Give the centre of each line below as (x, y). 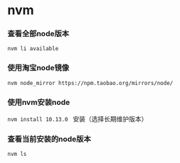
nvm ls (17, 154)
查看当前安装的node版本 (49, 139)
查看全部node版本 (38, 34)
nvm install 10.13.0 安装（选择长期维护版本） (78, 119)
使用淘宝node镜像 (38, 68)
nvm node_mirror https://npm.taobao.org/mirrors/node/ (90, 83)
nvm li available (33, 49)
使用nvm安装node (39, 102)
